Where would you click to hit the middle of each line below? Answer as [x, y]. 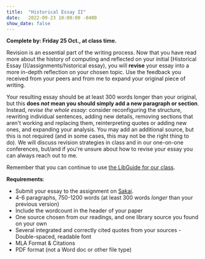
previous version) [37, 204]
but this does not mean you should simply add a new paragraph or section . [103, 103]
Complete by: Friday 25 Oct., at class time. [61, 41]
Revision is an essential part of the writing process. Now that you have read [102, 53]
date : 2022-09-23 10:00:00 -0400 [52, 18]
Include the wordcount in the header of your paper [79, 211]
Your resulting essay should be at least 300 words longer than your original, [102, 97]
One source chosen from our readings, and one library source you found [107, 217]
